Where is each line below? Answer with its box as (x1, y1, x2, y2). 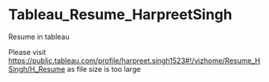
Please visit (8, 47, 47, 57)
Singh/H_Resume (8, 64, 66, 73)
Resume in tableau (8, 32, 70, 41)
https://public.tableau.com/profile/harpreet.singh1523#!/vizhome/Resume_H (8, 56, 261, 65)
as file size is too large (67, 64, 141, 73)
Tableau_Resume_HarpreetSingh (8, 6, 233, 24)
